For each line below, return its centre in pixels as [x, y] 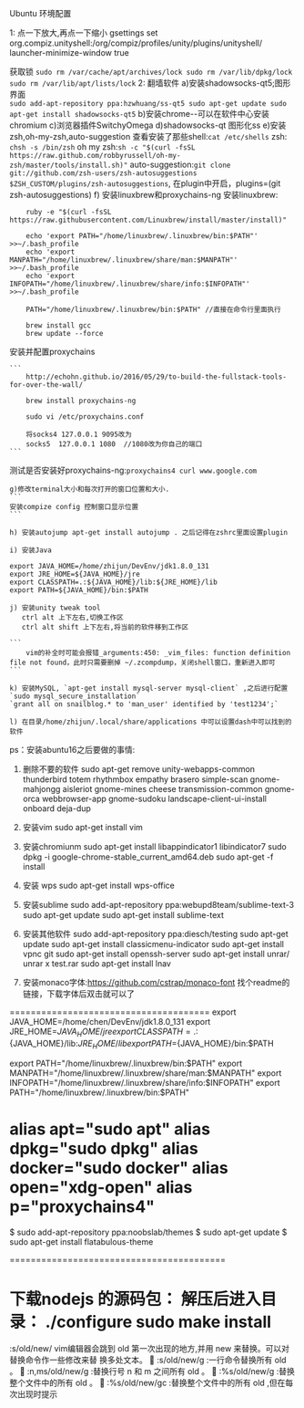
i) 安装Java [30, 550]
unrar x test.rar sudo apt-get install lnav [96, 964]
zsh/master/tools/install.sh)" [69, 165]
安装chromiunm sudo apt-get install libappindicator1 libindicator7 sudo [154, 846]
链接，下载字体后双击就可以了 [78, 994]
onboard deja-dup [56, 808]
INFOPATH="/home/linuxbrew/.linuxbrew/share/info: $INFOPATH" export [145, 1082]
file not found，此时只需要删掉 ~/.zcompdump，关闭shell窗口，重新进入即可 [142, 662]
